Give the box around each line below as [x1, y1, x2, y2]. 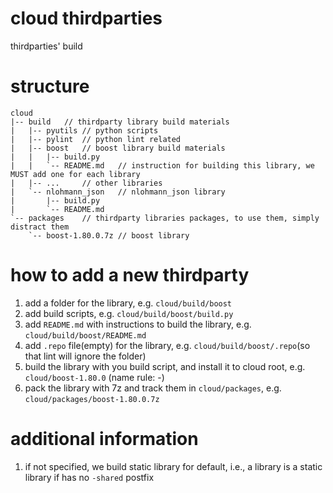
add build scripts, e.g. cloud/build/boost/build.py [24, 307, 234, 319]
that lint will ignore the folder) [24, 350, 147, 362]
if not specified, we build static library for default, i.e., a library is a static [24, 460, 323, 472]
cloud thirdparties [10, 7, 163, 30]
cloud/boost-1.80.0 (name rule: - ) [24, 371, 165, 383]
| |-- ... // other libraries [10, 178, 163, 188]
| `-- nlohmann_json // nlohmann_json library [10, 187, 226, 197]
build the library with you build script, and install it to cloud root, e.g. [24, 360, 306, 372]
